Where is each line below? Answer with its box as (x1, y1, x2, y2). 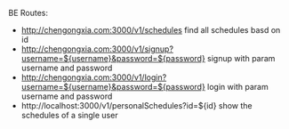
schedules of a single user (20, 110, 118, 120)
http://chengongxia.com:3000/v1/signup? (20, 44, 174, 54)
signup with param (206, 53, 276, 63)
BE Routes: (8, 8, 49, 18)
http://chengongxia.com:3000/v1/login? (20, 72, 167, 83)
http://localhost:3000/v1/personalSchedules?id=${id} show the (20, 101, 253, 110)
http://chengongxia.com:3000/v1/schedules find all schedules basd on (20, 25, 281, 35)
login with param (206, 82, 269, 92)
